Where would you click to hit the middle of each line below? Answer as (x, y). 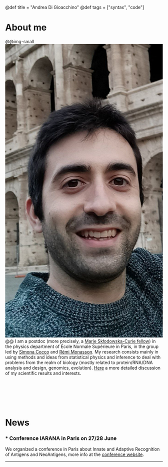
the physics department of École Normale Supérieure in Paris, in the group (82, 346)
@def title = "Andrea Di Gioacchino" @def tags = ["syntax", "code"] (75, 7)
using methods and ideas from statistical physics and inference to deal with (83, 357)
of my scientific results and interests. (43, 373)
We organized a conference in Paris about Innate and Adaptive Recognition (82, 449)
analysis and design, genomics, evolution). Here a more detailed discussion (83, 368)
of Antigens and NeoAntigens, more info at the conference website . (74, 454)
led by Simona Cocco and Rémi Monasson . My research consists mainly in (82, 352)
